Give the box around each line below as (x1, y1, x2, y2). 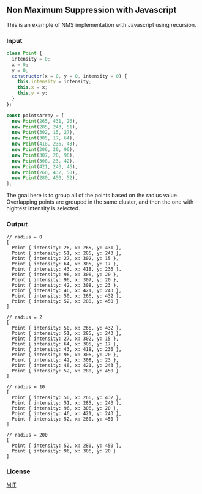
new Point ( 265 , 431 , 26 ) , (12, 118, 78, 124)
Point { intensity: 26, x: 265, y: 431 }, (12, 245, 122, 251)
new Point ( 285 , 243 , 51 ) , (12, 123, 78, 130)
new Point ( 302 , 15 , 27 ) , (12, 130, 75, 136)
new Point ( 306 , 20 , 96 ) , (12, 147, 75, 153)
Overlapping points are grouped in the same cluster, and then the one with (6, 198, 194, 205)
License (6, 467, 31, 476)
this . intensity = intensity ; (17, 79, 92, 85)
